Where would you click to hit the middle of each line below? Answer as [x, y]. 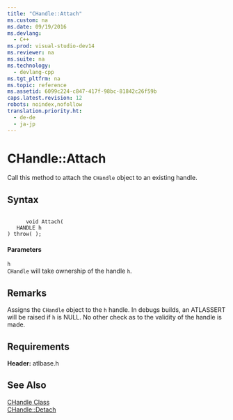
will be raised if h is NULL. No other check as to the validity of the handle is [115, 317]
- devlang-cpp [34, 72]
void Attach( [45, 222]
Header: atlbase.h [33, 363]
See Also [27, 385]
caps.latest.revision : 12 [45, 98]
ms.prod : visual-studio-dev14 [51, 46]
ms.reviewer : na [31, 53]
